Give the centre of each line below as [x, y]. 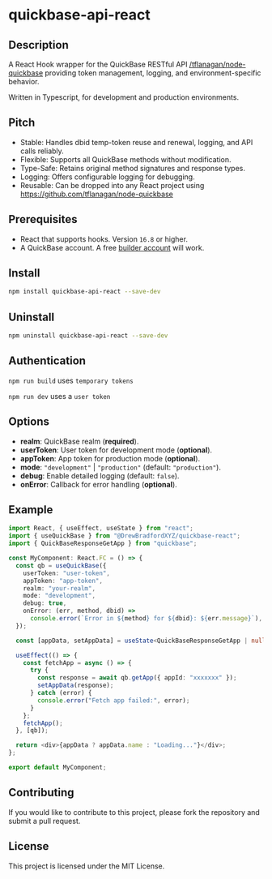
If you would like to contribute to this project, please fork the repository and [134, 812]
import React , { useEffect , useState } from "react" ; [101, 529]
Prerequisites [43, 219]
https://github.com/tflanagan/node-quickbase [97, 194]
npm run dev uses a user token [59, 396]
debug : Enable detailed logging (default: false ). [100, 475]
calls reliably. [42, 151]
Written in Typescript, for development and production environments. [124, 97]
